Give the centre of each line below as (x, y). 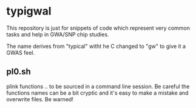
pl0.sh (19, 72)
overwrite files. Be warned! (40, 99)
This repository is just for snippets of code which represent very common (98, 28)
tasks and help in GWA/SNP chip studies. (58, 34)
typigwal (29, 11)
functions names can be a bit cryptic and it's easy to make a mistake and (97, 93)
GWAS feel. (21, 52)
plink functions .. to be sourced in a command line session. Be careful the (98, 86)
